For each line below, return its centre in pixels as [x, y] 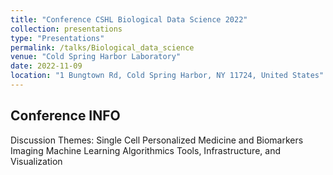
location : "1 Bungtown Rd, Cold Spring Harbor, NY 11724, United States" [167, 76]
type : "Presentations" [57, 38]
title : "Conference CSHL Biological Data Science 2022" [129, 19]
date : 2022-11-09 [46, 66]
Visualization [36, 161]
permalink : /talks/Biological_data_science [102, 47]
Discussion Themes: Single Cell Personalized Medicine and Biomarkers [157, 140]
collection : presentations [66, 29]
